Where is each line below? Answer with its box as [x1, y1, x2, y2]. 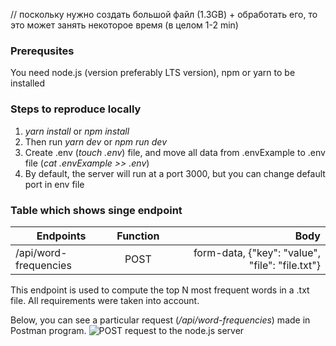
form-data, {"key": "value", [193, 245, 321, 259]
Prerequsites [10, 44, 75, 58]
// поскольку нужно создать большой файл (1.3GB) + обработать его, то [10, 9, 318, 20]
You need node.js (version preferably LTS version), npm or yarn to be [10, 67, 296, 79]
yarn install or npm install [24, 125, 130, 137]
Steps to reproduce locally [10, 102, 142, 116]
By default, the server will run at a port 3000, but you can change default [24, 167, 326, 179]
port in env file [24, 178, 85, 190]
